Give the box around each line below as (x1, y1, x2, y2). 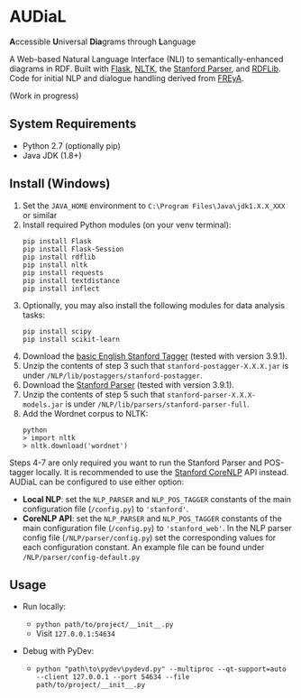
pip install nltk (22, 260, 88, 270)
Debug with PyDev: (22, 646, 95, 657)
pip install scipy (22, 326, 92, 335)
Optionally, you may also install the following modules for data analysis (22, 299, 286, 310)
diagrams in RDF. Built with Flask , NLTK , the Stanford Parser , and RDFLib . (9, 63, 281, 74)
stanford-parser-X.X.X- (166, 390, 257, 400)
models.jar (22, 400, 64, 409)
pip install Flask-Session (22, 244, 124, 253)
